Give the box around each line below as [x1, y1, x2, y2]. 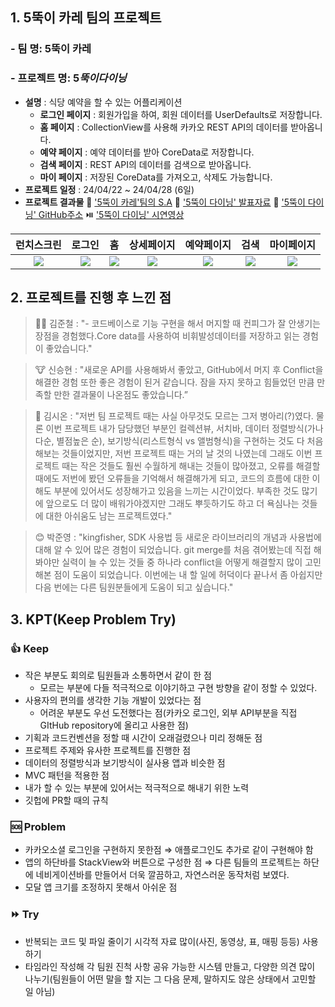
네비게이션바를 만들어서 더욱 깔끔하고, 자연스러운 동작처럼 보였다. [35, 869, 290, 881]
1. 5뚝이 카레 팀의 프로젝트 [10, 9, 162, 27]
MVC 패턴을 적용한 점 [24, 769, 110, 782]
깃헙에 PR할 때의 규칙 [24, 794, 109, 807]
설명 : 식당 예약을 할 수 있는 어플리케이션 [24, 96, 183, 108]
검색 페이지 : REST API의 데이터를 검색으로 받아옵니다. [39, 158, 252, 170]
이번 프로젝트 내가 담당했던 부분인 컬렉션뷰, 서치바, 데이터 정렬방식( [45, 423, 308, 435]
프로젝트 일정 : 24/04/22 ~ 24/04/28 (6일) [24, 183, 195, 195]
